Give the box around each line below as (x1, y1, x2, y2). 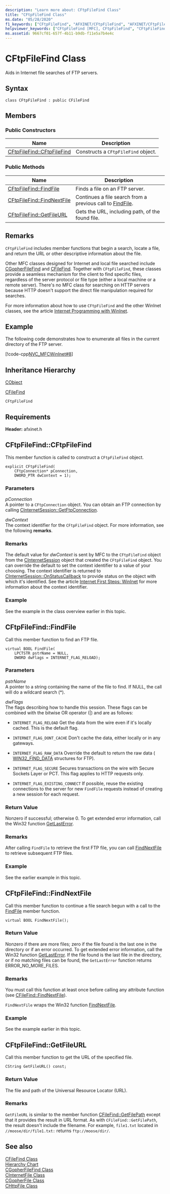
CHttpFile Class (5, 1182, 38, 1189)
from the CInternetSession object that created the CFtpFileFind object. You (5, 557, 162, 563)
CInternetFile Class (5, 1172, 45, 1178)
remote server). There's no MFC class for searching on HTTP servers (5, 282, 150, 288)
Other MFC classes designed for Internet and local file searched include (5, 260, 155, 266)
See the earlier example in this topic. (5, 874, 81, 880)
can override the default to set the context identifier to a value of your (5, 562, 151, 568)
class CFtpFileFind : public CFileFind (5, 97, 90, 103)
